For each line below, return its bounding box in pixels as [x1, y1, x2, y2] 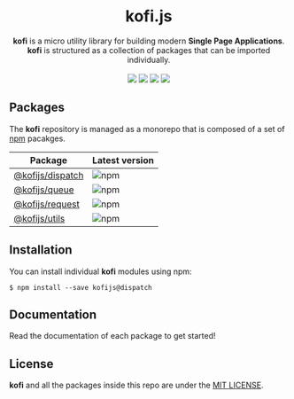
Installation [9, 242, 73, 258]
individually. [127, 54, 171, 65]
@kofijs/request [13, 198, 80, 210]
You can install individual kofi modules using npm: [9, 266, 192, 277]
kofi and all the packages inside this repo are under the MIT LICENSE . [9, 379, 264, 391]
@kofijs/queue [13, 184, 74, 196]
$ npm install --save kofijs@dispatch [9, 283, 152, 292]
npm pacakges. [9, 133, 66, 144]
